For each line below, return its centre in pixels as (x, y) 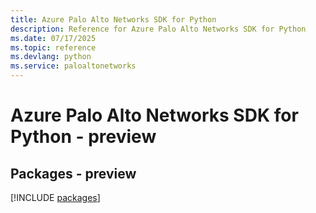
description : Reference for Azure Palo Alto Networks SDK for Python (158, 29)
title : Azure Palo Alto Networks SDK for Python (113, 19)
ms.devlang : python (51, 57)
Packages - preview (73, 173)
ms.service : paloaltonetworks (73, 66)
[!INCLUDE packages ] (55, 197)
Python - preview (83, 137)
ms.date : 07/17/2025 (53, 38)
